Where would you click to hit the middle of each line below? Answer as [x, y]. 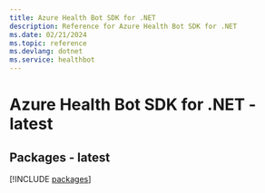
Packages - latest [60, 157]
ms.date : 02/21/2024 [49, 34]
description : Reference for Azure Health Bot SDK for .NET [123, 26]
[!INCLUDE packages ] [50, 179]
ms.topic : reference [49, 43]
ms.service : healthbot [52, 60]
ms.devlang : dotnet [46, 52]
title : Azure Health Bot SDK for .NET [83, 18]
